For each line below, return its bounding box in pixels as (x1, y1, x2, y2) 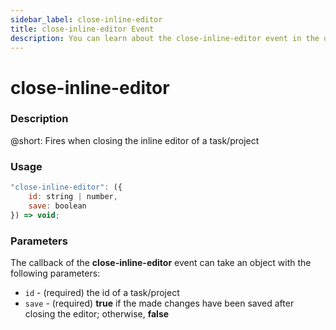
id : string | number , (28, 192, 118, 202)
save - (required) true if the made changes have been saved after (24, 297, 295, 309)
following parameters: (10, 267, 101, 279)
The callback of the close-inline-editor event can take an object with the (10, 256, 312, 268)
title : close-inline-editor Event (10, 24, 155, 34)
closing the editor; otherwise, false (24, 307, 170, 320)
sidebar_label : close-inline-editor (10, 14, 163, 25)
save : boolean (28, 201, 87, 211)
